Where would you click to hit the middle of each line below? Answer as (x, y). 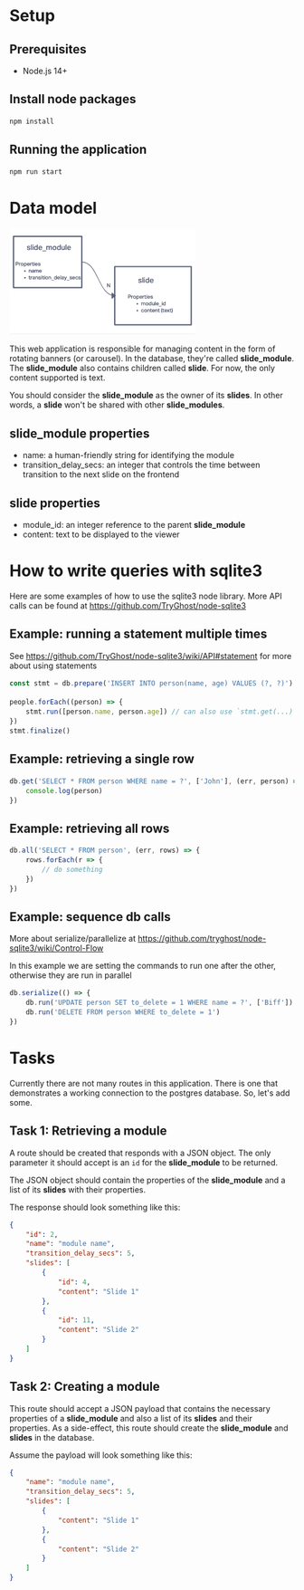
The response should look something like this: (95, 1207)
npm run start (36, 172)
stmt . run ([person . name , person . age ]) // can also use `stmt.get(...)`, (163, 712)
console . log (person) (64, 790)
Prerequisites (48, 49)
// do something (72, 869)
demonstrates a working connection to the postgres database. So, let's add (150, 1093)
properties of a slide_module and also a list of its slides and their (131, 1418)
